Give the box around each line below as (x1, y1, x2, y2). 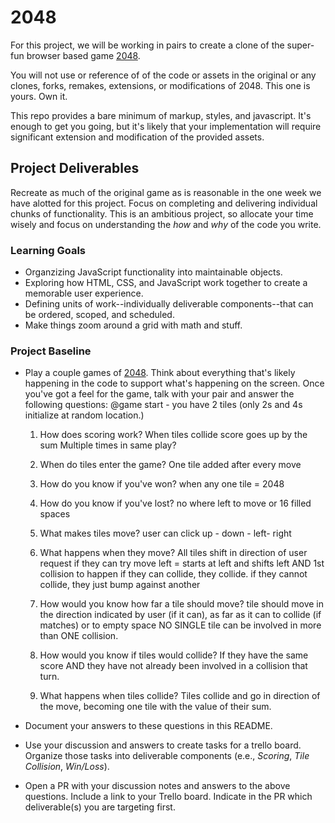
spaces (39, 508, 71, 520)
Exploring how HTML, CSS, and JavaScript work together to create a (24, 277, 308, 289)
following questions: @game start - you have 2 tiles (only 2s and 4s (24, 399, 303, 411)
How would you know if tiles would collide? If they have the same (39, 649, 309, 661)
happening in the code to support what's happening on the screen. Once (24, 377, 325, 390)
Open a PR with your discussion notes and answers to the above (24, 780, 291, 792)
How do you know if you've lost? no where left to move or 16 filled (39, 497, 312, 510)
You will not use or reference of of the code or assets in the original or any (10, 69, 317, 81)
